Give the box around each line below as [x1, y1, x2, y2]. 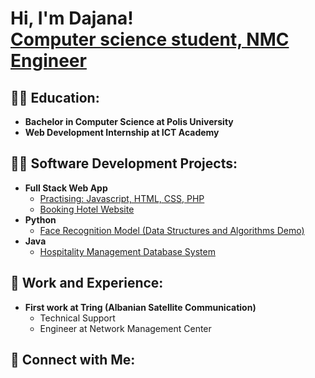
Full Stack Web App [24, 182, 108, 194]
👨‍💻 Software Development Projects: [10, 155, 238, 172]
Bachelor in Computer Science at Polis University [24, 116, 234, 127]
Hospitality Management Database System [39, 245, 216, 257]
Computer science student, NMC [10, 28, 290, 51]
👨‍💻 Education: [10, 89, 100, 106]
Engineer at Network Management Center [39, 322, 212, 334]
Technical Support [39, 312, 116, 324]
